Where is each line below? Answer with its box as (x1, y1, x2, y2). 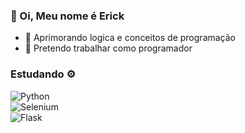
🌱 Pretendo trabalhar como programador (24, 42, 193, 54)
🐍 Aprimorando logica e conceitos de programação (24, 32, 237, 44)
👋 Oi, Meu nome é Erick (10, 9, 125, 23)
